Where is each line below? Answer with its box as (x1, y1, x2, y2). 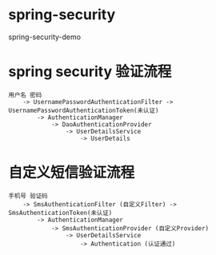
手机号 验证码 (8, 192, 48, 200)
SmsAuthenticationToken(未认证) (8, 209, 113, 217)
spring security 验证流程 (8, 62, 172, 81)
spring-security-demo (8, 32, 82, 42)
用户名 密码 (8, 90, 42, 99)
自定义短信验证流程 (8, 164, 135, 181)
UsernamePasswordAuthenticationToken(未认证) (8, 106, 159, 114)
